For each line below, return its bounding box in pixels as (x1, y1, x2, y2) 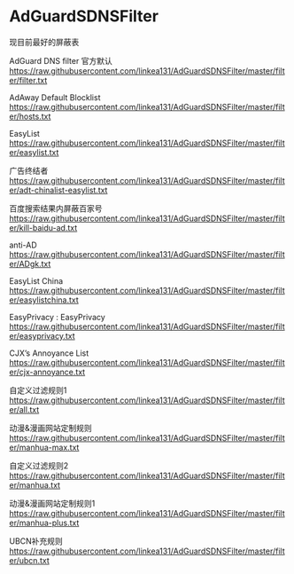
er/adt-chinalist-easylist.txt (9, 185, 108, 195)
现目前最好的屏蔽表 (9, 36, 80, 47)
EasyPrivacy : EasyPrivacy (9, 311, 106, 322)
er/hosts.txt (9, 111, 51, 122)
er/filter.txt (9, 75, 48, 85)
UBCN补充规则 (9, 535, 64, 546)
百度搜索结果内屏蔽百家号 (9, 202, 103, 214)
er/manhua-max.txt (9, 442, 80, 452)
